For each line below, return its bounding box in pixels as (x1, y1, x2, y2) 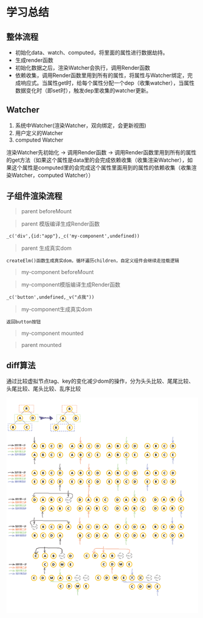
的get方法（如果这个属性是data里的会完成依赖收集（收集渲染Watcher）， (6, 156, 188, 163)
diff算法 (6, 360, 36, 371)
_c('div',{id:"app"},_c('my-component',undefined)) (6, 233, 140, 239)
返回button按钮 (6, 318, 41, 325)
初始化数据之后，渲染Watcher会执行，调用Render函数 (15, 64, 151, 71)
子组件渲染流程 (6, 191, 63, 201)
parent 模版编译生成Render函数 (21, 220, 100, 227)
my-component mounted (21, 329, 84, 337)
